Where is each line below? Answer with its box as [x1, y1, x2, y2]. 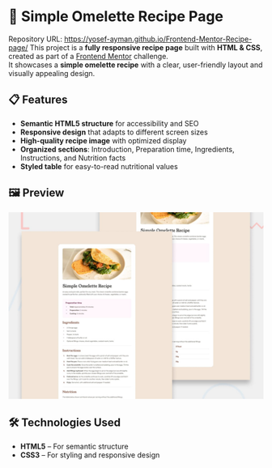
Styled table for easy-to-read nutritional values [19, 161, 178, 171]
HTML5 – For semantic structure [19, 441, 129, 451]
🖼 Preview [8, 186, 65, 200]
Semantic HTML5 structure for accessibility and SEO [19, 118, 200, 128]
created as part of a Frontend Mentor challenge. [8, 51, 168, 61]
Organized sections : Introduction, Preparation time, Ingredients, [19, 144, 235, 154]
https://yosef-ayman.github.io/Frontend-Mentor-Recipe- [64, 34, 253, 44]
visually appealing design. [8, 68, 96, 78]
